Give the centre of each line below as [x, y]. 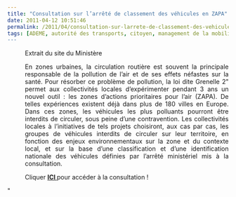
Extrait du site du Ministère [64, 53]
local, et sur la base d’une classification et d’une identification [127, 149]
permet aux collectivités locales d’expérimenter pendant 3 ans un [127, 89]
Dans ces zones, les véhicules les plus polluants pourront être [127, 111]
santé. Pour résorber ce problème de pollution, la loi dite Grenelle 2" [127, 82]
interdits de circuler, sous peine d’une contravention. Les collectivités [127, 119]
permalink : [23, 27]
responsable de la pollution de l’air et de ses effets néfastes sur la [127, 74]
